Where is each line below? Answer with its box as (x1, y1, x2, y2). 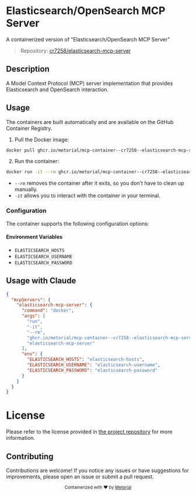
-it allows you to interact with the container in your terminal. (14, 192, 160, 199)
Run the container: (14, 158, 60, 165)
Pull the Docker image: (14, 136, 69, 143)
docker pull (6, 147, 35, 153)
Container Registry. (6, 125, 52, 132)
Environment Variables (6, 233, 63, 240)
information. (6, 435, 36, 442)
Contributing (6, 452, 54, 461)
